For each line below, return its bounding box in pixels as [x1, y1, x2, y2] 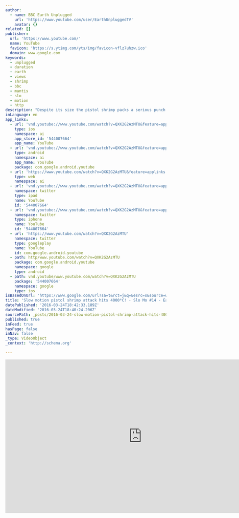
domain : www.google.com [10, 50, 60, 55]
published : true [5, 317, 40, 322]
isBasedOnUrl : [5, 293, 36, 298]
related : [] [5, 27, 31, 32]
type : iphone [14, 217, 42, 222]
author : [5, 7, 22, 13]
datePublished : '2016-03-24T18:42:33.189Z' [5, 303, 100, 308]
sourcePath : [5, 312, 31, 317]
